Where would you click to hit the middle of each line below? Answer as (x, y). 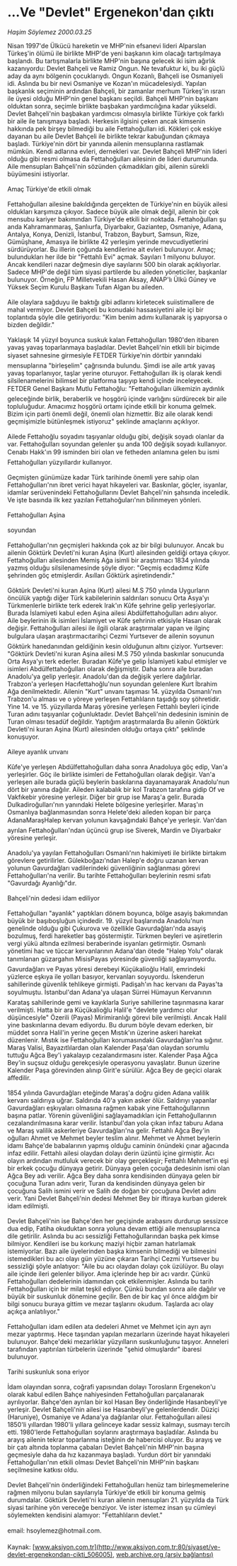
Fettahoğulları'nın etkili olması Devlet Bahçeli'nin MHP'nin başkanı (103, 1462)
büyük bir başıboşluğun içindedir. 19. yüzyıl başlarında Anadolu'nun (105, 920)
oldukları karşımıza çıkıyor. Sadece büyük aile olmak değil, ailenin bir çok (113, 211)
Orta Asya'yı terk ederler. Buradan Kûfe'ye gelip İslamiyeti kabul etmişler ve (117, 661)
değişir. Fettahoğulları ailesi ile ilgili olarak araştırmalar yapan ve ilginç (109, 628)
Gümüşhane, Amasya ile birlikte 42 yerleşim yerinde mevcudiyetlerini (108, 241)
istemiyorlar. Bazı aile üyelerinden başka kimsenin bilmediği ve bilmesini (112, 1251)
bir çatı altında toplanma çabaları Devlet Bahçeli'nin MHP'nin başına (106, 1447)
